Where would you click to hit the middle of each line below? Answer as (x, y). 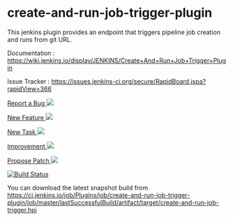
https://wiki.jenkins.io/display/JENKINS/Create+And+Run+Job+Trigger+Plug (117, 60)
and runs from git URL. (40, 39)
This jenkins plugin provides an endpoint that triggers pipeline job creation (114, 32)
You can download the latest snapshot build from (78, 188)
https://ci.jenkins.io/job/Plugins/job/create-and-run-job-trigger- (99, 195)
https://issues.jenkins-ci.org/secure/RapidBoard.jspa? (129, 81)
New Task (22, 132)
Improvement (26, 146)
